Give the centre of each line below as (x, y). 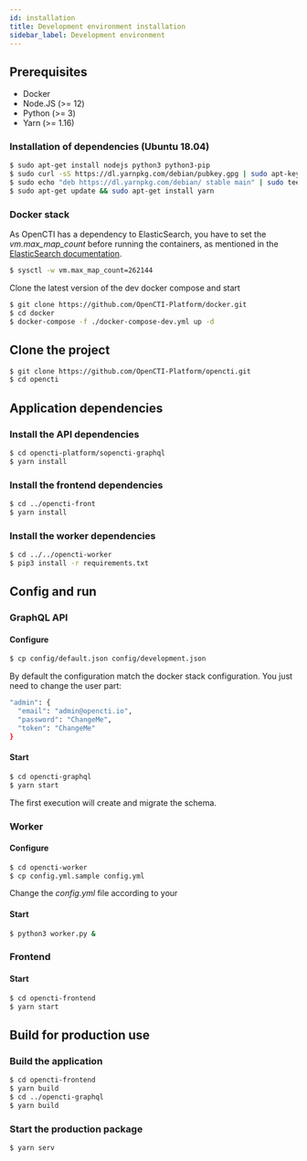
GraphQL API (39, 617)
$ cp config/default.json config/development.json (108, 659)
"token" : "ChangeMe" (57, 728)
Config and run (53, 591)
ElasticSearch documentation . (66, 254)
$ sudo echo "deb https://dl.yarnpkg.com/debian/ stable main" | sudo (147, 183)
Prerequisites (48, 72)
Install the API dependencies (74, 434)
